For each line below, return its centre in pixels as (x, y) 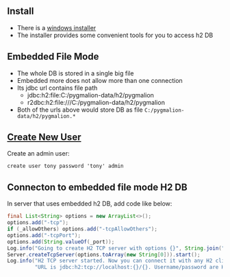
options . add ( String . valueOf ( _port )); (61, 242)
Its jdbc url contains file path (57, 88)
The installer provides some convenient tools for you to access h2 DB (115, 35)
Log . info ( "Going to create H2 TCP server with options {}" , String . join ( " (116, 248)
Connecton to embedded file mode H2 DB (97, 187)
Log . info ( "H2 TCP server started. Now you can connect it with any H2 (110, 261)
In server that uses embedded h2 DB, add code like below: (90, 204)
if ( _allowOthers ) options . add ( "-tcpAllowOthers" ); (82, 229)
